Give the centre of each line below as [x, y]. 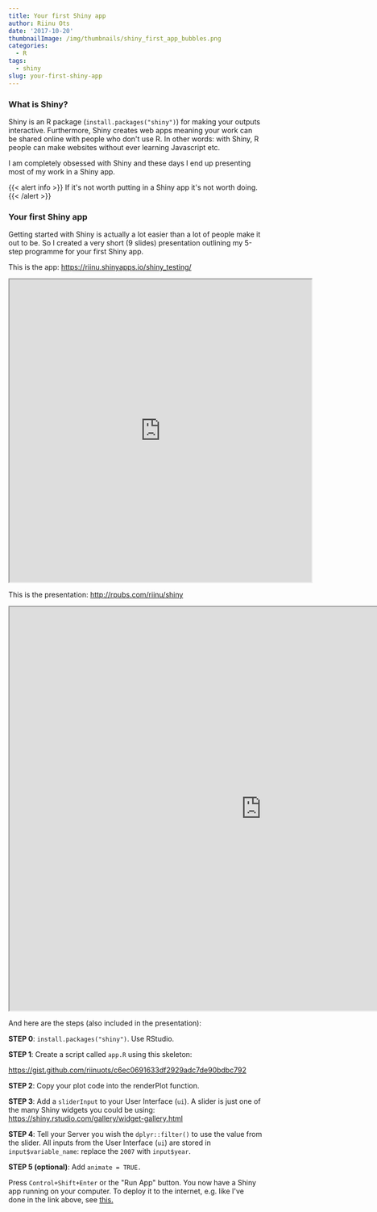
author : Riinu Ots [39, 23]
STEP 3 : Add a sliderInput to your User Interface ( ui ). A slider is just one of [135, 1101]
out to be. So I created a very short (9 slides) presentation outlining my [126, 243]
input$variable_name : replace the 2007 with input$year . [99, 1151]
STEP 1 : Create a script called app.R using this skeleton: [100, 1055]
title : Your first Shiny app [57, 16]
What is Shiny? [38, 104]
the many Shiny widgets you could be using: [82, 1110]
